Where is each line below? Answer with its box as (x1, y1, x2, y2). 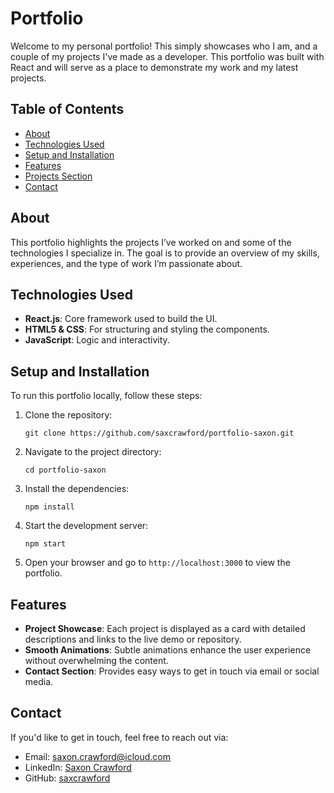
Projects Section (24, 170, 93, 182)
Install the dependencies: (24, 483, 130, 495)
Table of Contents (10, 101, 125, 118)
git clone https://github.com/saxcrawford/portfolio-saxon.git (24, 428, 295, 439)
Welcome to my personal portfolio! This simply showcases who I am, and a (10, 40, 318, 52)
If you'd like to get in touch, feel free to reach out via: (10, 731, 229, 743)
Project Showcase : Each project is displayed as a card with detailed (24, 623, 306, 634)
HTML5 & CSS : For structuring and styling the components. (24, 323, 270, 336)
